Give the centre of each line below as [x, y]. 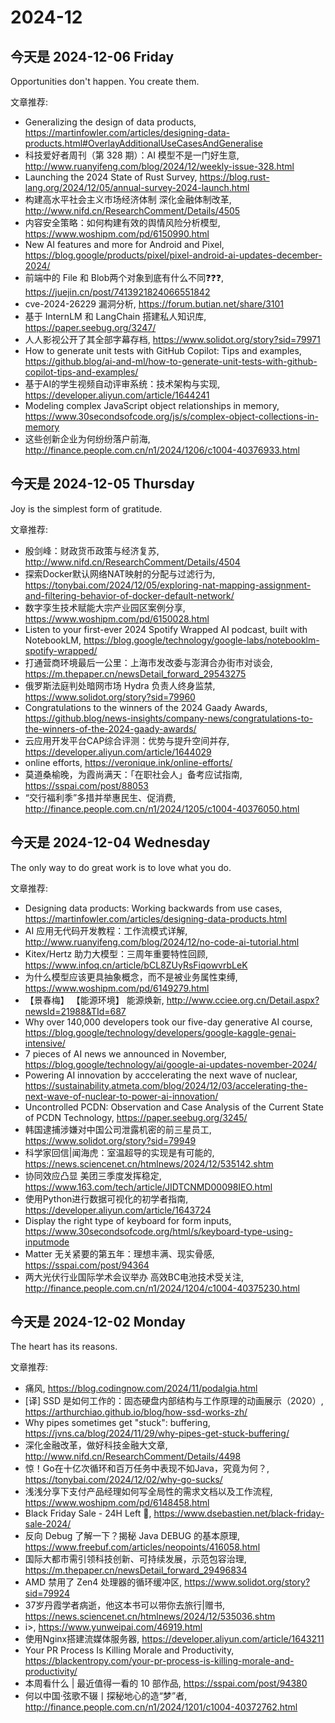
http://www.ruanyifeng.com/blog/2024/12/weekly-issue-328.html [159, 166]
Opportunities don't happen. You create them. [105, 81]
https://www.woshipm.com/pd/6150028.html [117, 618]
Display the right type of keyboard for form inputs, [128, 1220]
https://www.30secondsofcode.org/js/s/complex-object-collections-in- [172, 416]
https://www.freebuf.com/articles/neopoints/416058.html [142, 1547]
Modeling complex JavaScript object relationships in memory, [152, 405]
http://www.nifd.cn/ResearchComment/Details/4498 [133, 1457]
